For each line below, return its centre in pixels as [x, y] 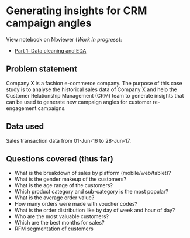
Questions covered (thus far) [60, 159]
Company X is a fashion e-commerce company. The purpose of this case [94, 83]
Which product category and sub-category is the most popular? [91, 192]
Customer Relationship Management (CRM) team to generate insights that [95, 95]
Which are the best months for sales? [59, 223]
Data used [25, 127]
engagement [21, 108]
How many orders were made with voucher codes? [76, 204]
